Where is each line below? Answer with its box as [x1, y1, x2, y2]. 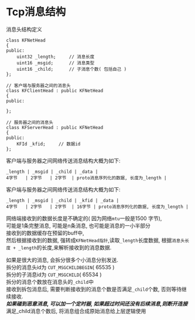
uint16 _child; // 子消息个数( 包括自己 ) [16, 66, 127, 72]
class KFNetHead [6, 37, 46, 43]
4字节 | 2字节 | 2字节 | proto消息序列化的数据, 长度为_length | [6, 175, 167, 181]
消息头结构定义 [6, 26, 42, 33]
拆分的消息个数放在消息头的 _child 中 [6, 278, 94, 285]
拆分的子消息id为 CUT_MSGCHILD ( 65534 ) [6, 271, 102, 278]
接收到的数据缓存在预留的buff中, [6, 229, 84, 236]
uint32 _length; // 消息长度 [16, 54, 95, 60]
